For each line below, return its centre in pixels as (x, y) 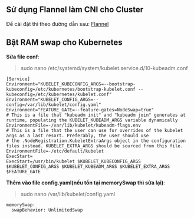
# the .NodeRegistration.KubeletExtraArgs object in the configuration (96, 141)
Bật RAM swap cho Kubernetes (64, 43)
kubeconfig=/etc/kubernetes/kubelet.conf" (59, 94)
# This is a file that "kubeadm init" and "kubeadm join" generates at (96, 115)
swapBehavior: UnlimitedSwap (47, 210)
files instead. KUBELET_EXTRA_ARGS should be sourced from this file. (95, 146)
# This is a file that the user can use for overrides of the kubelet (95, 130)
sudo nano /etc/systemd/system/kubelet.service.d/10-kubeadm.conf (104, 68)
